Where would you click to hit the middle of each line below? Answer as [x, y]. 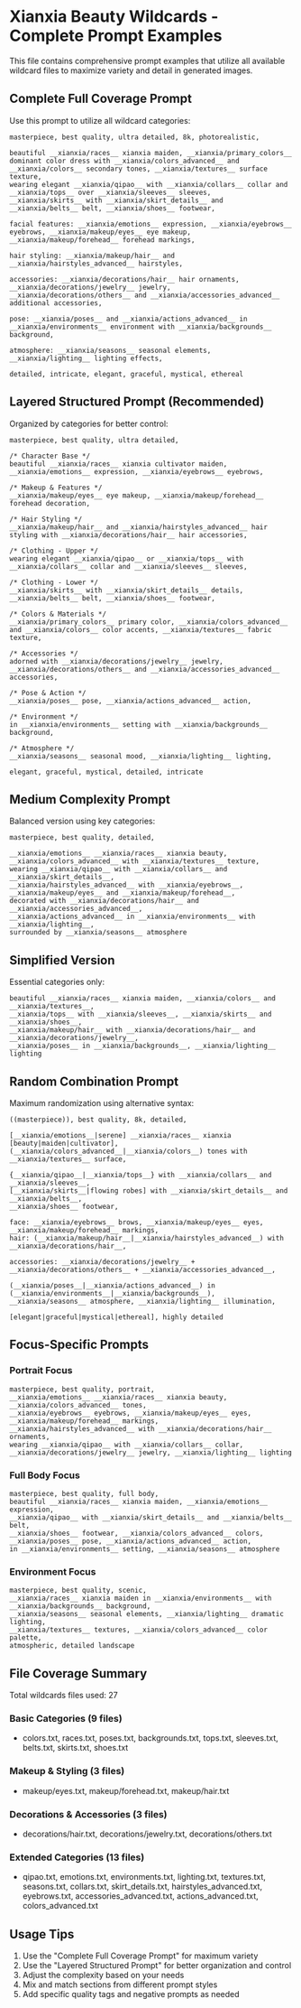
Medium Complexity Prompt [90, 799]
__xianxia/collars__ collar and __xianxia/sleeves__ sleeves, [128, 566]
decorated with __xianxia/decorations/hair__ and [105, 901]
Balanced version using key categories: [82, 821]
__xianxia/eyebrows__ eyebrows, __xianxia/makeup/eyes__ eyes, [131, 1413]
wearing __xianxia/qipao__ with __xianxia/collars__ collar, [127, 1445]
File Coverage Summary [78, 1673]
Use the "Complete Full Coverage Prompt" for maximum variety [140, 1956]
